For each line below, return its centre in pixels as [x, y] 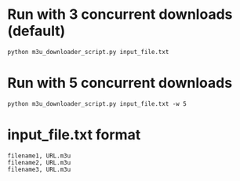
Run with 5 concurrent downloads [120, 83]
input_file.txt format [74, 135]
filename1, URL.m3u [39, 156]
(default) [36, 31]
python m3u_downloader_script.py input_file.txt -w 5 [97, 103]
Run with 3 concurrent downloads [120, 14]
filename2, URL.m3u [39, 162]
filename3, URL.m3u [39, 169]
